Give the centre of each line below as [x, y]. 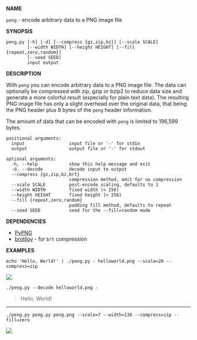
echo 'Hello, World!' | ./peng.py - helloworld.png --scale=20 [85, 261]
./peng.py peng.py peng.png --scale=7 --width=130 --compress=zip [89, 315]
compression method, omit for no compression [125, 179]
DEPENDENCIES [26, 221]
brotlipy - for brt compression [51, 239]
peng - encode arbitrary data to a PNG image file [64, 20]
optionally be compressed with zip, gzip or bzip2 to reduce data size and [94, 91]
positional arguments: [34, 138]
